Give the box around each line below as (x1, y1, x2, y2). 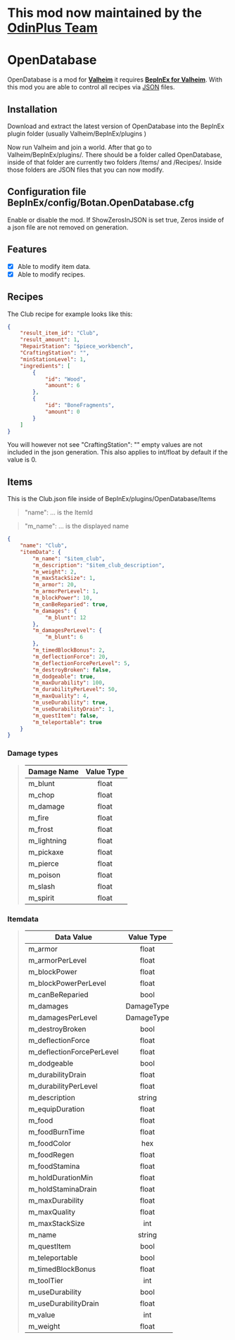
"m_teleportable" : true (32, 719, 102, 726)
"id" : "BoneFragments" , (44, 402, 115, 409)
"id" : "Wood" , (44, 375, 87, 383)
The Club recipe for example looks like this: (7, 310, 133, 318)
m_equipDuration (27, 1104, 85, 1113)
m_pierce (27, 859, 59, 868)
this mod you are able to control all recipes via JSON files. (7, 83, 175, 91)
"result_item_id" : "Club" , (20, 329, 99, 337)
